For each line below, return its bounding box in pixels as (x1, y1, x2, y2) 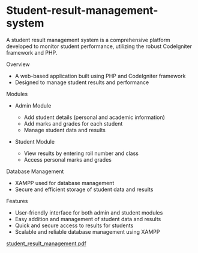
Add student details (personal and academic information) (23, 114, 165, 121)
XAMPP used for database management (14, 179, 115, 186)
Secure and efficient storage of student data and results (14, 186, 154, 193)
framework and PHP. (6, 49, 58, 56)
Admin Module (14, 102, 52, 109)
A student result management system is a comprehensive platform (6, 36, 171, 43)
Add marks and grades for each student (23, 120, 123, 127)
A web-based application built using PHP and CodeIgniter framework (14, 72, 186, 79)
